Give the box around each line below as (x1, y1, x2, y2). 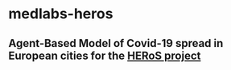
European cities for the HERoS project (8, 49, 201, 62)
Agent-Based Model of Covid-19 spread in (8, 37, 224, 50)
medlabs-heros (8, 5, 113, 23)
